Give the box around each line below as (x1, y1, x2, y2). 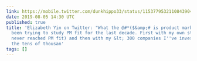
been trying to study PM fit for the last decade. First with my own (11, 30, 185, 36)
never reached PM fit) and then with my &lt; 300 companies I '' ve (11, 35, 177, 41)
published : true (6, 19, 46, 25)
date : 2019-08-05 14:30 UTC (6, 14, 75, 20)
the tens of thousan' (11, 41, 64, 47)
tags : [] (6, 46, 28, 52)
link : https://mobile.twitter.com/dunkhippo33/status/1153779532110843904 (6, 8, 193, 15)
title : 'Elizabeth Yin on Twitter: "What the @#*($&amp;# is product (6, 24, 180, 31)
